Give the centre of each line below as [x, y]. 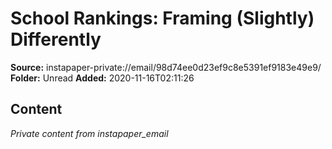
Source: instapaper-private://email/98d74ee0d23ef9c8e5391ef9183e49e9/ [166, 67]
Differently [56, 39]
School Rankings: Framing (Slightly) [162, 18]
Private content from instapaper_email [89, 133]
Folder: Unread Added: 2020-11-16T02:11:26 [102, 78]
